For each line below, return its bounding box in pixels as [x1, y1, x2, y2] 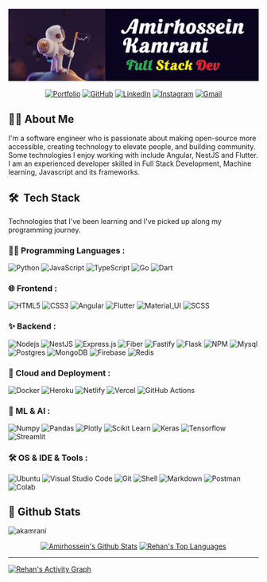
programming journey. [8, 225, 81, 234]
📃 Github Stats [8, 505, 81, 518]
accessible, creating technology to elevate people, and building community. [8, 142, 256, 151]
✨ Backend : [8, 320, 56, 332]
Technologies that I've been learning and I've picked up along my [8, 216, 222, 226]
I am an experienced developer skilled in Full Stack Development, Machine [8, 159, 252, 168]
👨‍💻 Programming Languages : [8, 245, 126, 256]
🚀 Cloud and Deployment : [8, 368, 111, 379]
